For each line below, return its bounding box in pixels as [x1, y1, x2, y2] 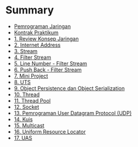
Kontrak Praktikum [13, 29, 59, 36]
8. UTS [13, 78, 31, 85]
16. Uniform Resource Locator [13, 128, 86, 135]
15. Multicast [13, 122, 44, 129]
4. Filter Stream [13, 54, 51, 61]
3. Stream [13, 47, 38, 54]
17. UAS [13, 134, 33, 141]
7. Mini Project [13, 72, 49, 79]
